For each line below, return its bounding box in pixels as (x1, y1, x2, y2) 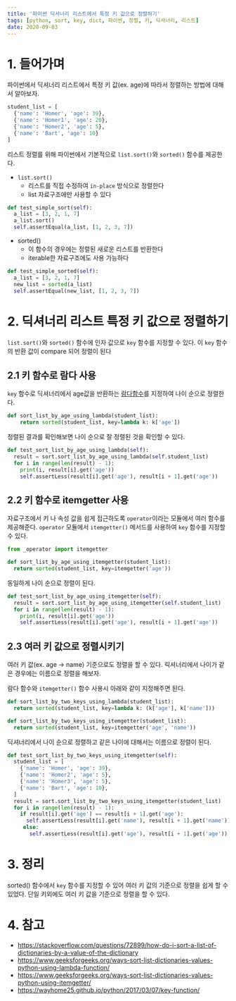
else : (22, 824, 39, 831)
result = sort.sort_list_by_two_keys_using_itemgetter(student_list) (13, 797, 221, 804)
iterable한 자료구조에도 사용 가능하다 (27, 254, 129, 262)
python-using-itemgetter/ (17, 978, 91, 987)
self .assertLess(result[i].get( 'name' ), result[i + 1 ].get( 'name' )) (25, 817, 231, 825)
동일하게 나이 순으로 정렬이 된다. (7, 579, 96, 587)
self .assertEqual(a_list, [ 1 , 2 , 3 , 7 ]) (13, 223, 133, 231)
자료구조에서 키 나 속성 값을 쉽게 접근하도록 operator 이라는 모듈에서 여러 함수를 (7, 514, 225, 522)
